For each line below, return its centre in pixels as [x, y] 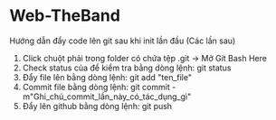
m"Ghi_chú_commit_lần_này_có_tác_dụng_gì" [107, 97]
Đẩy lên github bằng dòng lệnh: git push [97, 106]
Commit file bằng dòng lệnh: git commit [96, 87]
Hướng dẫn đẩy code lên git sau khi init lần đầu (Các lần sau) [123, 41]
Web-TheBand [65, 16]
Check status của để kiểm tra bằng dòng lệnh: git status [127, 68]
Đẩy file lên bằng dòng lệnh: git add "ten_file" [107, 77]
